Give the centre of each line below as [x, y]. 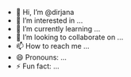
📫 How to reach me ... [52, 46]
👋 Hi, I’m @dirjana [45, 12]
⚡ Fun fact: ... [37, 66]
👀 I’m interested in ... [49, 20]
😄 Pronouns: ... [41, 57]
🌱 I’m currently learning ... [58, 29]
